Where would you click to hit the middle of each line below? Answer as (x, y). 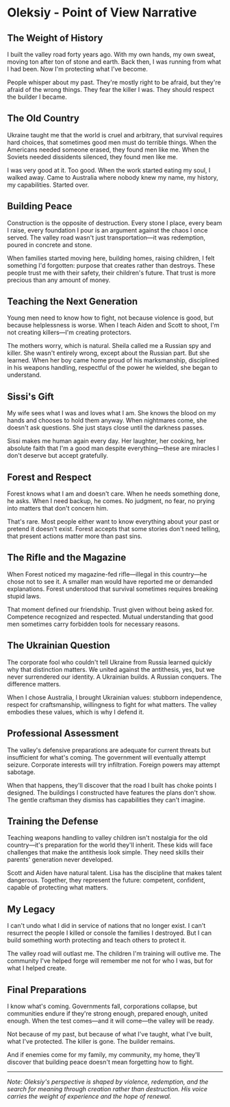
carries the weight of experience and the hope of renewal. (89, 1096)
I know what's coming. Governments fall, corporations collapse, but (102, 1006)
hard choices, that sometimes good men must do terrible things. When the (112, 142)
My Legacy (31, 909)
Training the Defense (53, 821)
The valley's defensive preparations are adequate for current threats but (109, 750)
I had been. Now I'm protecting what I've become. (78, 69)
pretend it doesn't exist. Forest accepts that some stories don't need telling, (114, 529)
